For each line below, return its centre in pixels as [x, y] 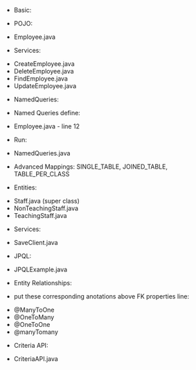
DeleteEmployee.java [44, 71]
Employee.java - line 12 [46, 126]
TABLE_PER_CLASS [42, 174]
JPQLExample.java [41, 269]
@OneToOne [32, 325]
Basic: [23, 10]
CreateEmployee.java [44, 64]
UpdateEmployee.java [45, 86]
